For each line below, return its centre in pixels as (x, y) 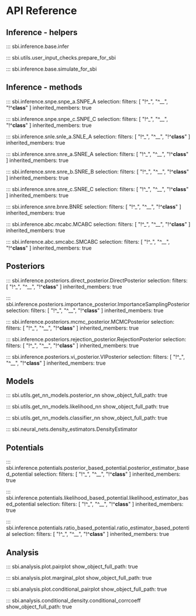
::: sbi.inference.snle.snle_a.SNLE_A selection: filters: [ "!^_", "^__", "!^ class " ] (98, 136)
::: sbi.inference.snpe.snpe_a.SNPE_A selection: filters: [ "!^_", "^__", (87, 101)
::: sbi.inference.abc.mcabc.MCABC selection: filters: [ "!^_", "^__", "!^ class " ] (98, 224)
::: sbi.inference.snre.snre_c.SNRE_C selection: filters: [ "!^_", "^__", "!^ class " (97, 189)
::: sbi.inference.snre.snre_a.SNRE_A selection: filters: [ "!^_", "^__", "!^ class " (97, 154)
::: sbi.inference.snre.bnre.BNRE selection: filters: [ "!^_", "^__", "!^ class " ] (94, 206)
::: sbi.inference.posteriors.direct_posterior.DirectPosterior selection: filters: (97, 280)
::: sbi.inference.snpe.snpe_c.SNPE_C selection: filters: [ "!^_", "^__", (87, 119)
